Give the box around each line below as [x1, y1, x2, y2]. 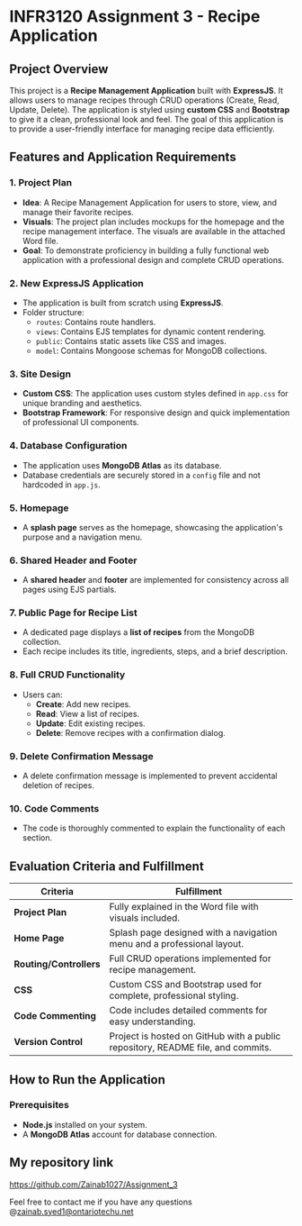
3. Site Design [9, 368, 72, 380]
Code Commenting [13, 1010, 97, 1022]
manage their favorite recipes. [22, 206, 135, 217]
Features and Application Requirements [9, 150, 236, 165]
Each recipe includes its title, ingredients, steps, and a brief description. [22, 646, 289, 657]
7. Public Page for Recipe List [9, 606, 138, 619]
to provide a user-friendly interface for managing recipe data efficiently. [9, 123, 276, 134]
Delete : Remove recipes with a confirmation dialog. [35, 727, 226, 738]
